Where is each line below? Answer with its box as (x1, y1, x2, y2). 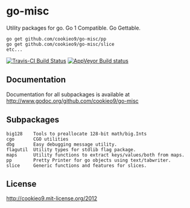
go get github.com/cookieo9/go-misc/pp (6, 36, 107, 42)
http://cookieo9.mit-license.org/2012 (6, 195, 98, 202)
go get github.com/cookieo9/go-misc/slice (6, 41, 115, 47)
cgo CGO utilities (6, 136, 69, 142)
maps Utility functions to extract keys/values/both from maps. (6, 152, 185, 158)
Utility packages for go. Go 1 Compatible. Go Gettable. (6, 24, 141, 31)
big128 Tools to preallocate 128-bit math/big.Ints (6, 131, 147, 137)
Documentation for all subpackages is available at (6, 91, 130, 98)
